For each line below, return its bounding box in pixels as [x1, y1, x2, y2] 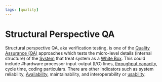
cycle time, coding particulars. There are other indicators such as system [5, 66, 154, 72]
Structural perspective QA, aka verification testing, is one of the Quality [5, 45, 150, 51]
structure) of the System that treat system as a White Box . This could [5, 55, 146, 61]
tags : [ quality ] [5, 7, 39, 12]
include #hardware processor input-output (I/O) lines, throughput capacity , [5, 60, 158, 67]
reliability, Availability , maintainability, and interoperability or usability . [5, 71, 146, 77]
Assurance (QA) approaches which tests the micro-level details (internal [5, 50, 152, 56]
